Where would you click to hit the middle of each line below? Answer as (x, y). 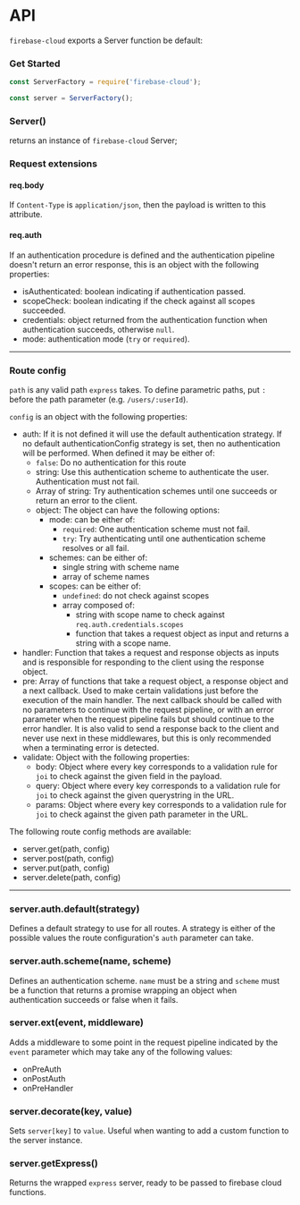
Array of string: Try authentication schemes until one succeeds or (156, 491)
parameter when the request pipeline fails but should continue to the (148, 719)
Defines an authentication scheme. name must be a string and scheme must (144, 980)
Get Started (35, 64)
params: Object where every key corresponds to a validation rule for (161, 804)
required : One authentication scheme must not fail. (156, 529)
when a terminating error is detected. (90, 747)
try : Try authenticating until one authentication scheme (164, 539)
